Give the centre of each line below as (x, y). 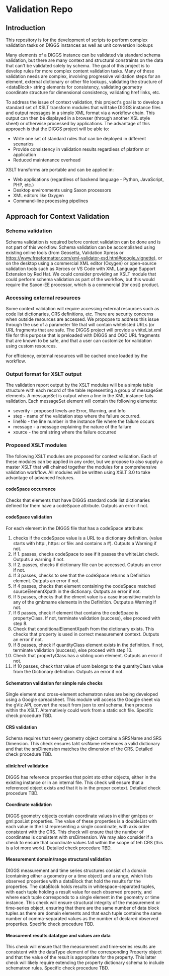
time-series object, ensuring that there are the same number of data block (82, 908)
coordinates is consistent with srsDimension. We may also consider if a (79, 837)
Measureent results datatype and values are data (58, 935)
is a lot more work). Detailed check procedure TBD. (59, 848)
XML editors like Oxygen (38, 195)
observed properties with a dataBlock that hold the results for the (73, 881)
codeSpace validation (29, 517)
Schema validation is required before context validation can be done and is (83, 242)
